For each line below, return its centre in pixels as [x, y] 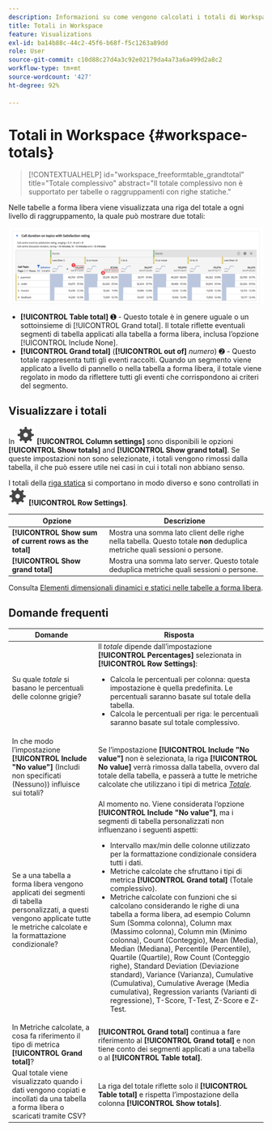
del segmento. [44, 386]
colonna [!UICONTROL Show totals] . [160, 1103]
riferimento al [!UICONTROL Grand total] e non [177, 1040]
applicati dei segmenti [49, 893]
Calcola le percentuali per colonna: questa [180, 680]
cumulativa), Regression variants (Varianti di [183, 992]
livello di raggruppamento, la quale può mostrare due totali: [107, 216]
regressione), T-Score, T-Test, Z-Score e [179, 1000]
